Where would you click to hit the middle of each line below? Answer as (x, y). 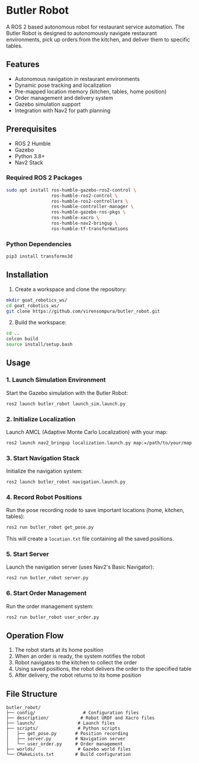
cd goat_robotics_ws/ (33, 306)
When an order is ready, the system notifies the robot (80, 656)
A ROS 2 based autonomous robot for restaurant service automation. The (95, 27)
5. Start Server (28, 554)
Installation (27, 275)
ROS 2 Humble (33, 143)
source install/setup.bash (39, 345)
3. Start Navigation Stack (43, 458)
